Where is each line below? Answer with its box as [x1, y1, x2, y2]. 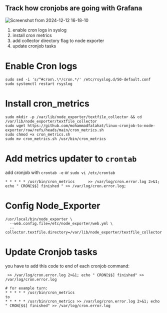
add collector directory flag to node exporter [12, 37, 104, 43]
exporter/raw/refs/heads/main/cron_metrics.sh [5, 127, 104, 132]
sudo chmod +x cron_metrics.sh [5, 132, 70, 137]
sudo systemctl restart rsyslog [5, 81, 72, 86]
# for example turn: [5, 285, 48, 290]
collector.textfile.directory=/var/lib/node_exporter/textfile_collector [5, 229, 162, 234]
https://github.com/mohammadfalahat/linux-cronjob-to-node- [27, 123, 155, 128]
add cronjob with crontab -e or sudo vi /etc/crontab [5, 169, 115, 175]
